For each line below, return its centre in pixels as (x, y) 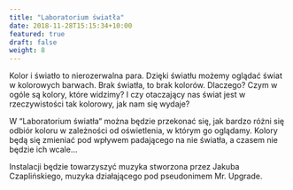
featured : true (37, 34)
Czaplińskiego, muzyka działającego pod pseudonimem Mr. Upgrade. (136, 176)
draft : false (33, 42)
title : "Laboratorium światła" (67, 17)
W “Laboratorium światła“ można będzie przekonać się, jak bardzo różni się (147, 122)
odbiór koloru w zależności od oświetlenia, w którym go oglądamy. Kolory (144, 131)
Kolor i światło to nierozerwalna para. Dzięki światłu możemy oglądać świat (146, 75)
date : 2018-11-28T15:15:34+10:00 (71, 26)
